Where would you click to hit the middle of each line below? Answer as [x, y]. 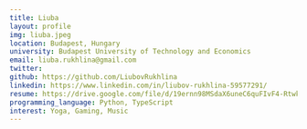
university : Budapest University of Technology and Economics [130, 52]
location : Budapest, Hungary [65, 43]
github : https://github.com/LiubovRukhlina [94, 77]
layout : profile [40, 26]
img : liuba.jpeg [40, 35]
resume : [24, 94]
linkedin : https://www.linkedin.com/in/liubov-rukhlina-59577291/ [138, 85]
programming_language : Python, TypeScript [91, 102]
